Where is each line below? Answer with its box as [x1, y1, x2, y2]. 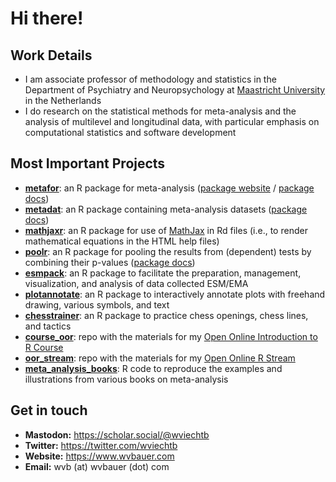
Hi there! [10, 7, 84, 30]
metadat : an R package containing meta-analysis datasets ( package [24, 203, 308, 215]
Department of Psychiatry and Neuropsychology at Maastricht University [24, 84, 326, 96]
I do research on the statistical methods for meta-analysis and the [24, 105, 297, 117]
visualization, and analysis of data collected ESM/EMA [24, 277, 249, 289]
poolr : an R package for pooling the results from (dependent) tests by [24, 245, 312, 257]
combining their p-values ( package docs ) [24, 256, 196, 268]
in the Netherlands [24, 95, 102, 106]
